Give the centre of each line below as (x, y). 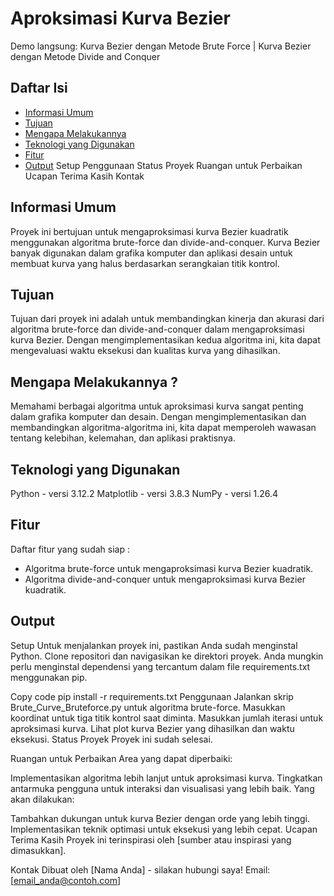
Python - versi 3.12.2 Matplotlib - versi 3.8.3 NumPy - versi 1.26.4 (144, 493)
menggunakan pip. (49, 677)
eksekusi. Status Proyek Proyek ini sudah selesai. (111, 739)
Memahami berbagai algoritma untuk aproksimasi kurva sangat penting (157, 406)
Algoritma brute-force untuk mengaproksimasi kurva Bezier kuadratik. (169, 568)
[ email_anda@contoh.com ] (66, 880)
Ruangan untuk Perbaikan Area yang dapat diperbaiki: (121, 758)
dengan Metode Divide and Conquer (85, 56)
